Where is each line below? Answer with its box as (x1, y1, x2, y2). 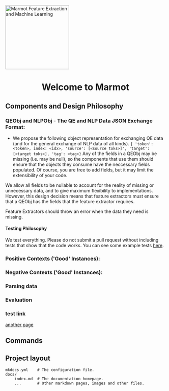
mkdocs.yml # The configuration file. (5, 367, 95, 373)
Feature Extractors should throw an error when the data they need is (5, 208, 149, 214)
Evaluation (5, 296, 32, 303)
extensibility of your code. (12, 172, 68, 178)
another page (5, 322, 34, 328)
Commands (5, 336, 43, 345)
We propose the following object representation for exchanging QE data (12, 135, 163, 141)
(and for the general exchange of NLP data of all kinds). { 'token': (12, 140, 154, 146)
